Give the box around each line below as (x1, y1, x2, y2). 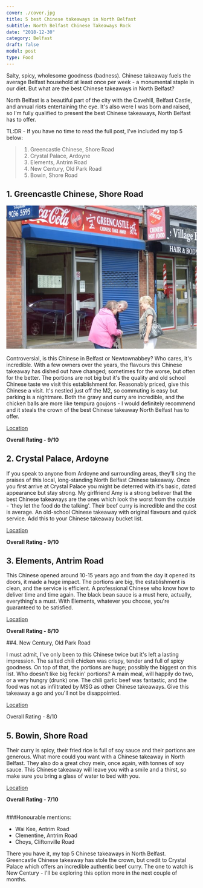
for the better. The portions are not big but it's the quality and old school (6, 374, 186, 381)
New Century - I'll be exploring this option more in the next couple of (6, 869, 178, 876)
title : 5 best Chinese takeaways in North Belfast (6, 16, 137, 22)
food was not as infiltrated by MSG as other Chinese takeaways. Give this (6, 683, 189, 691)
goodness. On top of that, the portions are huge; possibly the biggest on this (6, 664, 197, 671)
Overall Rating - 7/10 (6, 796, 59, 803)
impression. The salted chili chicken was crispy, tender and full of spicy (6, 657, 184, 664)
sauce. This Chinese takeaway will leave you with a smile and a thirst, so (6, 766, 187, 774)
